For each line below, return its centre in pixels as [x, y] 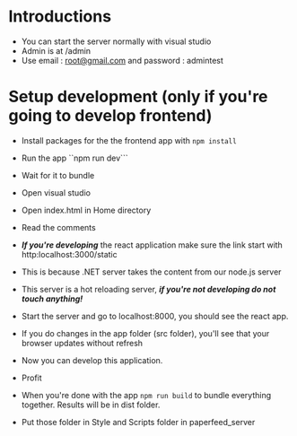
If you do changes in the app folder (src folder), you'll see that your [145, 333]
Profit [31, 378]
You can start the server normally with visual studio [116, 41]
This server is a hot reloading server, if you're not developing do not [148, 289]
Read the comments [58, 227]
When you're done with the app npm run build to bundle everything [146, 395]
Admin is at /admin [56, 50]
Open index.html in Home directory [86, 210]
